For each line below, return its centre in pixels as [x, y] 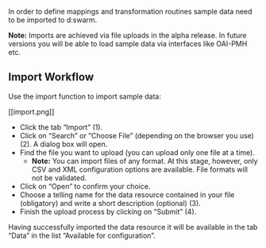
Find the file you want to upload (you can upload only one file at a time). [137, 152]
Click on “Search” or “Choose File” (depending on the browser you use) [137, 135]
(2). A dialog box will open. [64, 144]
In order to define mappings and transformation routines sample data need [130, 12]
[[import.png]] [31, 111]
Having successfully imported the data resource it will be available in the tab [133, 227]
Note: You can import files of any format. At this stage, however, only [145, 161]
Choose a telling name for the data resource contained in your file [127, 195]
